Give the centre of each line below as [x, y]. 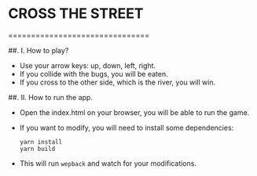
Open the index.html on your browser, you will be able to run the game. [134, 112]
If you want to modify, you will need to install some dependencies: [127, 128]
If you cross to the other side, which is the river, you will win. [117, 82]
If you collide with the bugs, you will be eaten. [94, 74]
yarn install [41, 142]
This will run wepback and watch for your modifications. [108, 163]
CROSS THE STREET [76, 14]
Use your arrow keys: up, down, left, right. [87, 65]
